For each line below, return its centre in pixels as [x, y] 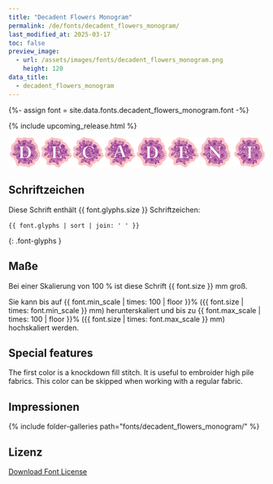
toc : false [27, 43]
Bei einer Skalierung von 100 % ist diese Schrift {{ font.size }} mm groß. [128, 286]
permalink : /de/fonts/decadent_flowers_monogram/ [94, 26]
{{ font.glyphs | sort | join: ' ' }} [74, 225]
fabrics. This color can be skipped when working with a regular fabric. [126, 382]
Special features [51, 353]
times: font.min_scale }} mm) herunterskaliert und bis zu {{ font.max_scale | [135, 310]
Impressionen [44, 407]
